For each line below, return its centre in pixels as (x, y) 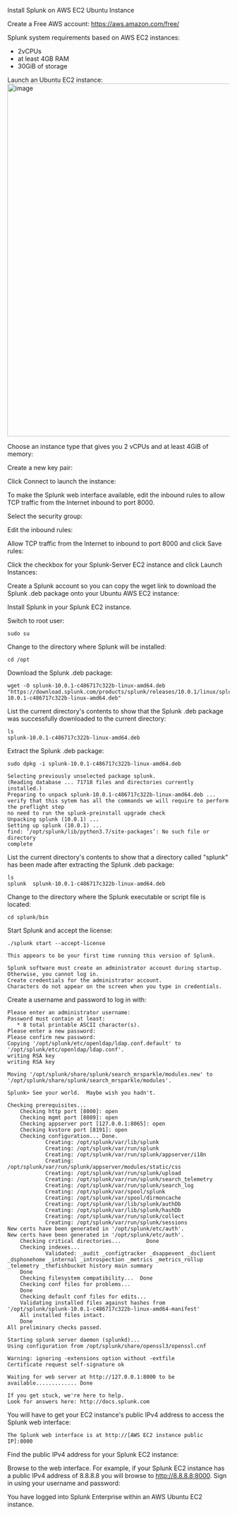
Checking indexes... (50, 1247)
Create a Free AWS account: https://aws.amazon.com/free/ (93, 24)
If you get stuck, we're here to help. (66, 1395)
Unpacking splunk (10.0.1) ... (53, 819)
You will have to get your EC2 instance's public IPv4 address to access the (116, 1415)
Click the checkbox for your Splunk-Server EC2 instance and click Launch (115, 565)
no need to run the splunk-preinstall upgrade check (86, 813)
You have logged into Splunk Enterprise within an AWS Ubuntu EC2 (105, 1497)
